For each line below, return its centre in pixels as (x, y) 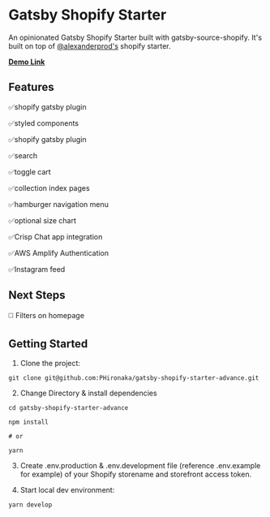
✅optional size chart (43, 220)
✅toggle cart (30, 171)
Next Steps (37, 295)
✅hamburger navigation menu (59, 204)
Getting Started (48, 344)
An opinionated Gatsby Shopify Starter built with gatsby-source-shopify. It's (135, 37)
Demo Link (27, 62)
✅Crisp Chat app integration (56, 236)
